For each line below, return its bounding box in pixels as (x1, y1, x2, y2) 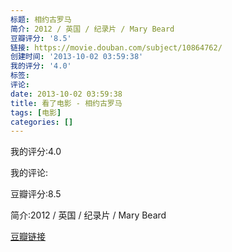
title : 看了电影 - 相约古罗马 (10, 98, 123, 108)
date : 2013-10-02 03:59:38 (10, 89, 123, 99)
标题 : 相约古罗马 (10, 14, 72, 25)
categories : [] (10, 117, 74, 127)
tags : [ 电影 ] (10, 107, 62, 118)
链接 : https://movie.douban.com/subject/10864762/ (10, 42, 223, 53)
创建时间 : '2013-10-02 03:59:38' (10, 52, 144, 62)
